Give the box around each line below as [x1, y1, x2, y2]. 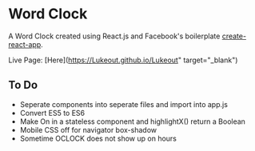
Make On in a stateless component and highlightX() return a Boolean [19, 117, 246, 126]
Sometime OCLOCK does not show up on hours [19, 133, 177, 143]
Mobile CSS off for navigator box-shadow [19, 125, 157, 134]
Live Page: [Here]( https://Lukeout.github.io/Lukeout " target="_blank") [8, 55, 238, 65]
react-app [8, 39, 42, 49]
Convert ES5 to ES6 [19, 108, 86, 117]
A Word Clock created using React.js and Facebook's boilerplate [8, 31, 221, 41]
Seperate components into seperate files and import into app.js [19, 99, 228, 109]
